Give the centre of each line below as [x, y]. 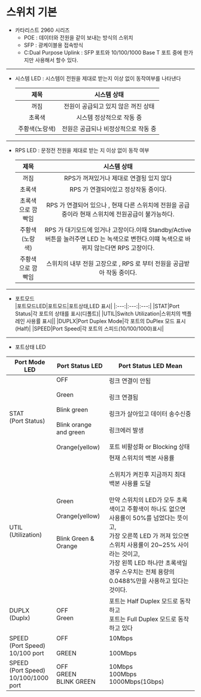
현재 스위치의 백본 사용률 [141, 458]
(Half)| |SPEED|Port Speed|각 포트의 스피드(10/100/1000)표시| [89, 328]
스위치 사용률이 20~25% [142, 545]
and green [71, 432]
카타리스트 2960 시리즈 [42, 30]
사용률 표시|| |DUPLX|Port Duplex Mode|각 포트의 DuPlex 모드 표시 [106, 321]
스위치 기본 [32, 12]
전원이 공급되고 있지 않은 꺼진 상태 [109, 106]
